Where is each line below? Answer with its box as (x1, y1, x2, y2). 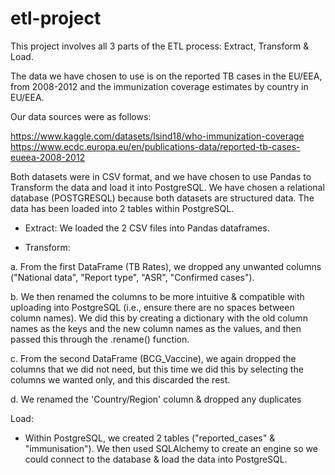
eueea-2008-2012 (10, 151, 86, 163)
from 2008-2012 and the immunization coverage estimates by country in (10, 80, 309, 92)
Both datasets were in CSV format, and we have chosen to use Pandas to (10, 170, 312, 182)
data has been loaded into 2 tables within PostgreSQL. (10, 202, 235, 214)
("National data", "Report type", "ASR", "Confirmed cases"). (10, 271, 255, 283)
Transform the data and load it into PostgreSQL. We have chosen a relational (10, 181, 325, 193)
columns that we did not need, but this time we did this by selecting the (10, 363, 304, 375)
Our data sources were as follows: (10, 110, 152, 122)
